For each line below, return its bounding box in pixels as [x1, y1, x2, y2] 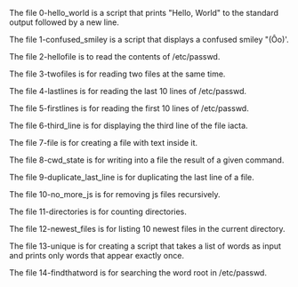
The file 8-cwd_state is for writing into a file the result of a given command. [9, 155, 285, 165]
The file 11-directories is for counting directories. [9, 206, 187, 217]
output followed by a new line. [9, 17, 120, 28]
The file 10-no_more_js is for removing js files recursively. [9, 189, 221, 199]
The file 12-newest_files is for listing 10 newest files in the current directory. [9, 224, 286, 234]
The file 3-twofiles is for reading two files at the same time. [9, 68, 226, 79]
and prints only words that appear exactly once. [9, 251, 185, 260]
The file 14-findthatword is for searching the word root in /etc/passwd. [9, 267, 267, 278]
